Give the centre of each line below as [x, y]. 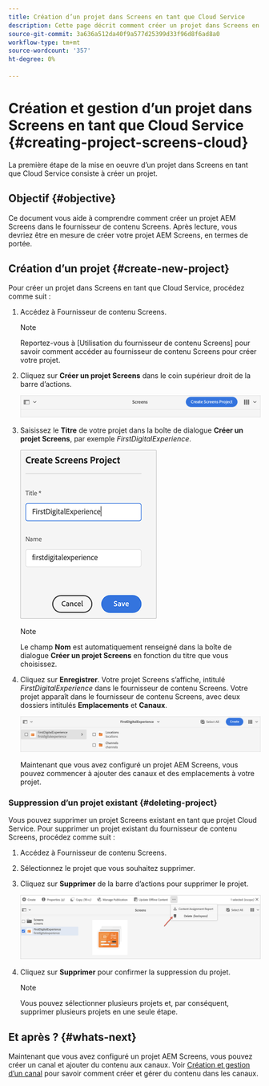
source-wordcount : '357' [50, 51]
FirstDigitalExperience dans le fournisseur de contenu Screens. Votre [134, 688]
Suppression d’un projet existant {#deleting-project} [113, 803]
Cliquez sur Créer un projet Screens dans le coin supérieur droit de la [135, 376]
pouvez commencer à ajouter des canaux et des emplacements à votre [137, 773]
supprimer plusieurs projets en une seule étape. [99, 1012]
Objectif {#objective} [62, 199]
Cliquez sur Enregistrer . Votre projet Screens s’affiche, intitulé [122, 680]
